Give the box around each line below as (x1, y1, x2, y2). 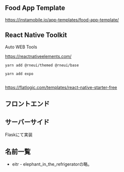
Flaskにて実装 (5, 132, 33, 138)
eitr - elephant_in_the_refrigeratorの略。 (12, 161, 92, 167)
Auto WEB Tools (5, 44, 37, 50)
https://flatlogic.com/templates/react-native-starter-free (5, 85, 117, 91)
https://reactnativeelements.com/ (5, 53, 72, 59)
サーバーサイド (5, 118, 50, 126)
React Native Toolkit (5, 31, 67, 39)
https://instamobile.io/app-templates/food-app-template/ (5, 17, 119, 22)
